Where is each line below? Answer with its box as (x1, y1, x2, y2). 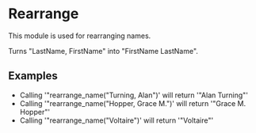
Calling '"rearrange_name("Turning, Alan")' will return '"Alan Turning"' (19, 90, 248, 100)
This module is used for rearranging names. (8, 31, 151, 40)
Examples (8, 69, 58, 83)
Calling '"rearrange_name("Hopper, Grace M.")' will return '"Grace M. (19, 98, 246, 108)
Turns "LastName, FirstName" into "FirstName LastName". (8, 46, 198, 55)
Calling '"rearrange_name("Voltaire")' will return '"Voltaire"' (19, 116, 214, 125)
